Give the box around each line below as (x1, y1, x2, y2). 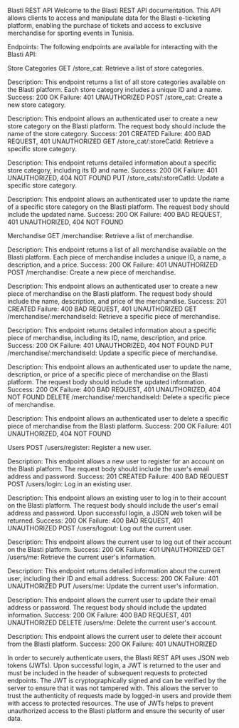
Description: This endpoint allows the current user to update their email (7, 595, 216, 604)
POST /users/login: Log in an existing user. (7, 480, 132, 488)
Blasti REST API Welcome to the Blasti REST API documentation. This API (7, 6, 221, 14)
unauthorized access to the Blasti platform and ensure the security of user (7, 707, 225, 715)
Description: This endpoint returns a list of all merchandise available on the (7, 245, 227, 254)
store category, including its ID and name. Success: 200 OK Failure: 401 (7, 166, 218, 174)
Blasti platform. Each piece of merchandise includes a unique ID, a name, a (7, 253, 226, 261)
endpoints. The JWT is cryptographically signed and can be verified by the (7, 677, 227, 685)
